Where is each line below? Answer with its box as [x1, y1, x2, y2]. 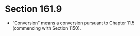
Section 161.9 [5, 3, 62, 15]
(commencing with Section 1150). [12, 25, 81, 31]
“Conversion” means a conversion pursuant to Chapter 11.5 [12, 20, 135, 26]
